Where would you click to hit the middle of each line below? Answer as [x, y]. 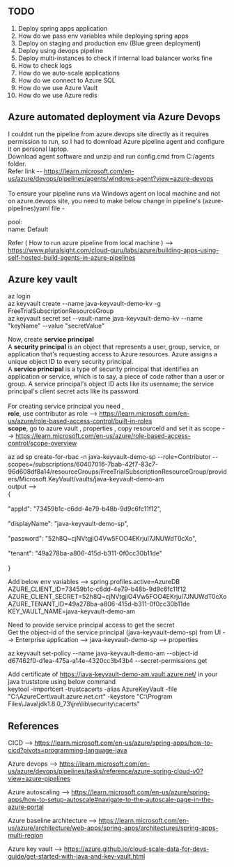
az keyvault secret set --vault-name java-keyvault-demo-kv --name [106, 319]
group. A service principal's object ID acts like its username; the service [111, 384]
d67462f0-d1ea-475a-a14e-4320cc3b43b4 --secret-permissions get [108, 661]
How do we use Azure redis [58, 95]
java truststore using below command [62, 682]
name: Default [28, 229]
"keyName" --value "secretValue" [56, 326]
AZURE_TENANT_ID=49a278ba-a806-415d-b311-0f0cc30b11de [99, 604]
